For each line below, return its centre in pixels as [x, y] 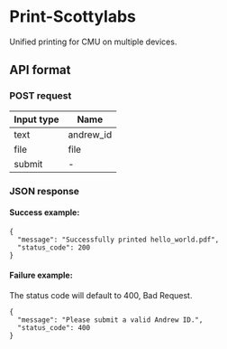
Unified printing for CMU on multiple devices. [93, 42]
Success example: [45, 212]
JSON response [44, 191]
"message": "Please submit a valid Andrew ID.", [110, 320]
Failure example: [41, 275]
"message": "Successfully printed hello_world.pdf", [118, 240]
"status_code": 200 [54, 247]
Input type [37, 119]
